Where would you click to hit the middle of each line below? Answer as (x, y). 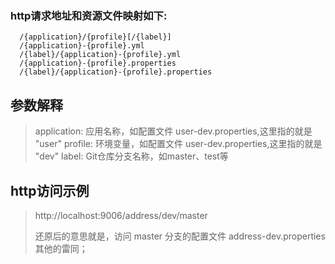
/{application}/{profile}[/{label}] (95, 37)
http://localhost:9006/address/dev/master (121, 215)
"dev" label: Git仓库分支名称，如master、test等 (131, 156)
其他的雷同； (61, 248)
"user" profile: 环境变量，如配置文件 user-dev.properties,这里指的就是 (178, 144)
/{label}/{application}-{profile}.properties (116, 72)
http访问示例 (50, 190)
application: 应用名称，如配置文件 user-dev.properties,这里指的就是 (173, 131)
